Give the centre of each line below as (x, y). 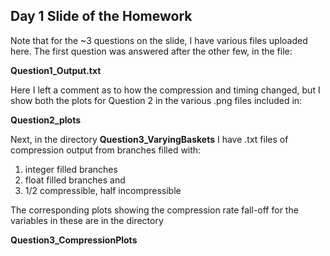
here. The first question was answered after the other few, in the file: (151, 51)
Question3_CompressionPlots (74, 240)
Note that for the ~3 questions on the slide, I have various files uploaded (159, 40)
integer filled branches (71, 169)
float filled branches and (75, 180)
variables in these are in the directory (87, 220)
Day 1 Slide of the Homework (101, 16)
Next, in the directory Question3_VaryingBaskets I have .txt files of (149, 139)
